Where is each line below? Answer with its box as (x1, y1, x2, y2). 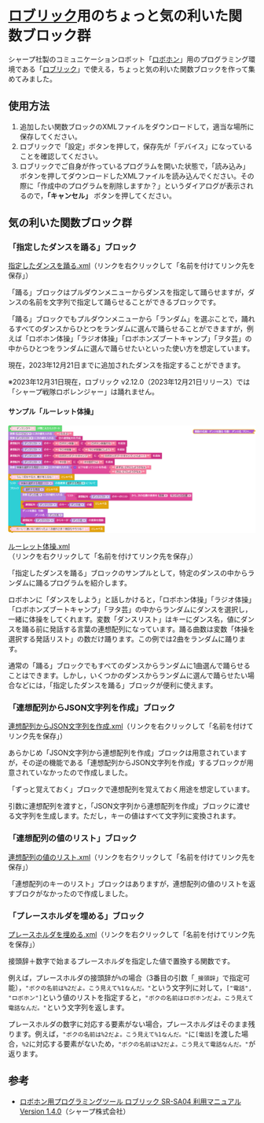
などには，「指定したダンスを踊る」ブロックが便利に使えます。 (14, 681, 218, 690)
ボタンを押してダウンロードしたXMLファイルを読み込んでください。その (19, 171, 255, 180)
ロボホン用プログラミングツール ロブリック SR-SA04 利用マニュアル (19, 1096, 242, 1106)
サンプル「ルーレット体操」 (8, 407, 98, 416)
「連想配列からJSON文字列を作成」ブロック (8, 702, 175, 713)
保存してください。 (19, 132, 82, 141)
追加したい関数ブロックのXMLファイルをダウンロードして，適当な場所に (19, 121, 255, 131)
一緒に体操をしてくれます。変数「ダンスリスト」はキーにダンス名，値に (8, 615, 241, 624)
